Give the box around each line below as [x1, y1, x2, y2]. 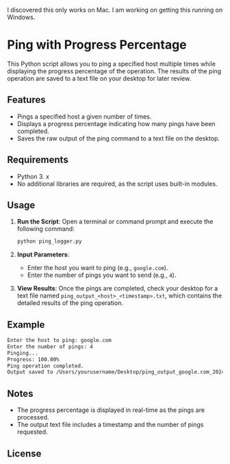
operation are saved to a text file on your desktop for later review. [7, 74, 192, 82]
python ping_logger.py [16, 238, 82, 245]
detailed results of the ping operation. [16, 299, 123, 307]
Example [7, 319, 45, 330]
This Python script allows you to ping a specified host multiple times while [7, 60, 216, 68]
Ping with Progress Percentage [7, 37, 187, 53]
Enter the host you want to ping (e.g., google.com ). [27, 264, 168, 272]
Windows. [7, 13, 36, 21]
